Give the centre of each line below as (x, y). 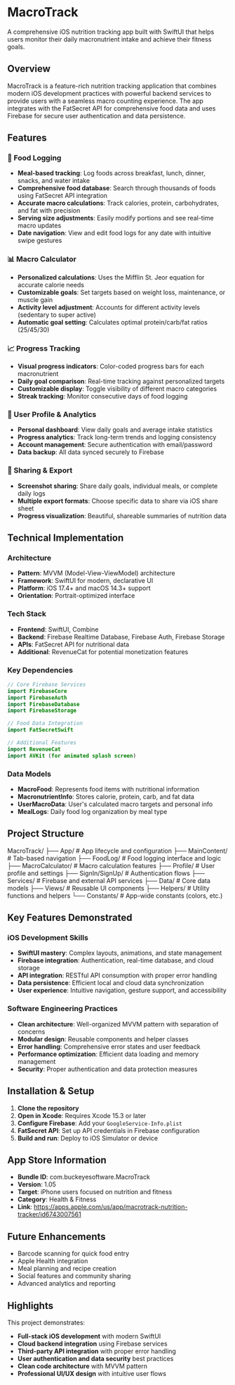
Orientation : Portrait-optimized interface (76, 596)
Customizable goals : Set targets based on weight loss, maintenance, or (121, 292)
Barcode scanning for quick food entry (73, 1253)
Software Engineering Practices (62, 1009)
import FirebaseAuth (38, 698)
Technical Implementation (66, 538)
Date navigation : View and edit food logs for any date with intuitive (114, 233)
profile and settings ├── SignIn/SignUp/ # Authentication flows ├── (106, 873)
